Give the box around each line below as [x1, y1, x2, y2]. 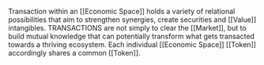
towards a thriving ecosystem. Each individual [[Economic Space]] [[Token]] [8, 40, 257, 49]
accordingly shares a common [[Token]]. [8, 49, 141, 57]
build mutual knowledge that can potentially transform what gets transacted [8, 31, 255, 41]
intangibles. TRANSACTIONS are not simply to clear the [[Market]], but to [8, 23, 247, 32]
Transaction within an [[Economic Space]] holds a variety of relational [8, 7, 236, 16]
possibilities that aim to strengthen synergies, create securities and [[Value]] [8, 15, 257, 24]
